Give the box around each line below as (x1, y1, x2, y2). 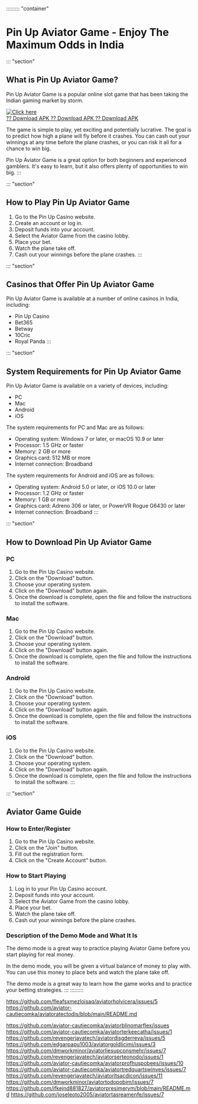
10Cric (14, 332, 31, 339)
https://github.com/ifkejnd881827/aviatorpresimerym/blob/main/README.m (6, 1084, 191, 1092)
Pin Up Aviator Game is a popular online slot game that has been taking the (6, 90, 189, 98)
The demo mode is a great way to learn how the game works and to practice (6, 980, 192, 988)
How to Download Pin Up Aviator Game (6, 537, 152, 547)
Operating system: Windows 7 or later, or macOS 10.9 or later (14, 436, 164, 443)
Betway (14, 325, 34, 333)
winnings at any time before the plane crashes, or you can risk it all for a (6, 138, 182, 145)
